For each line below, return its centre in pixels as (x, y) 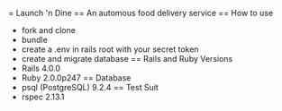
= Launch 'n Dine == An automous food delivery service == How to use (141, 13)
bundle (35, 40)
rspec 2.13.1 (43, 97)
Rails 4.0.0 (41, 68)
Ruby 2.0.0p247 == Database (76, 78)
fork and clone (48, 30)
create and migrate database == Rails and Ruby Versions (127, 59)
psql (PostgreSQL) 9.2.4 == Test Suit (90, 87)
